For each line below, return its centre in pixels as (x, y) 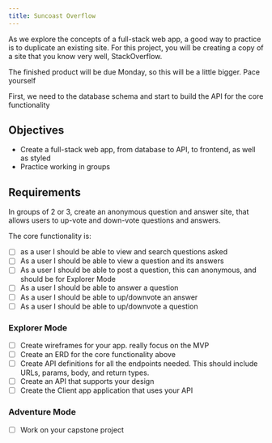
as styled (35, 158)
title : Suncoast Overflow (52, 16)
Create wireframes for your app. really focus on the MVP (115, 345)
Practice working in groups (65, 167)
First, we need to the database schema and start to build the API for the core (136, 96)
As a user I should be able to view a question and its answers (122, 261)
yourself (22, 80)
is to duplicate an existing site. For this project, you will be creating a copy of (136, 47)
